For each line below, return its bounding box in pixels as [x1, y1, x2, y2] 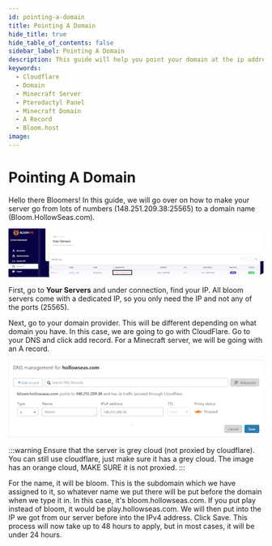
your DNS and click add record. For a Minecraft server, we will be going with [8, 336, 263, 345]
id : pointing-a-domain [8, 13, 85, 21]
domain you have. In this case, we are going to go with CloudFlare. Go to [8, 327, 251, 336]
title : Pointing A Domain [8, 21, 96, 30]
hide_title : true [8, 30, 67, 38]
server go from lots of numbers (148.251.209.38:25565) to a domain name [8, 203, 256, 214]
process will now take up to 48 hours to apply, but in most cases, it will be [8, 521, 255, 531]
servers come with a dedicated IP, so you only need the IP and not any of [8, 294, 253, 303]
